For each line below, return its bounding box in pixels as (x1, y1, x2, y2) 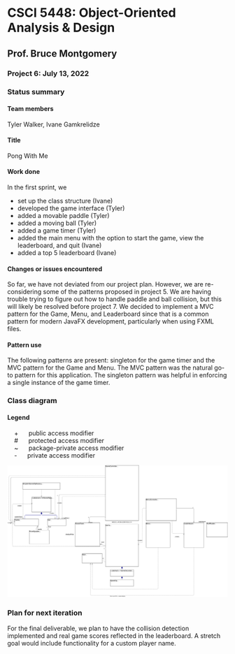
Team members (7, 105, 54, 113)
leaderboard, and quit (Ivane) (17, 241, 102, 249)
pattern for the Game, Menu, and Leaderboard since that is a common (7, 310, 209, 319)
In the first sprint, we (7, 183, 67, 191)
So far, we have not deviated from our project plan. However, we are (7, 280, 204, 289)
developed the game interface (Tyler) (17, 204, 125, 212)
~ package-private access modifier (13, 444, 124, 452)
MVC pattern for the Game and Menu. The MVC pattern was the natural (7, 363, 213, 372)
